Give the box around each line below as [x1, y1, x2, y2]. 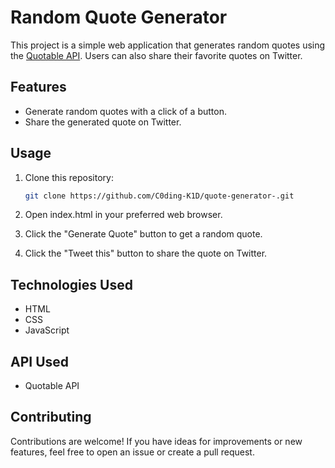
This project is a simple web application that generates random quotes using [10, 39, 326, 51]
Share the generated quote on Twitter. [24, 116, 182, 128]
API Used [10, 353, 70, 370]
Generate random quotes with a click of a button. [24, 105, 227, 117]
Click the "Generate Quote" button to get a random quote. [24, 228, 263, 240]
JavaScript [24, 324, 70, 336]
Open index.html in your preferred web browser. [24, 209, 223, 221]
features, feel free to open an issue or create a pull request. [10, 446, 255, 458]
